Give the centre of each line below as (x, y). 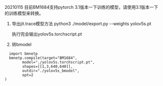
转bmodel (22, 44)
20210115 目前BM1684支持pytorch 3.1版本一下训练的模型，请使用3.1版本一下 (81, 7)
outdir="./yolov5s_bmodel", (51, 71)
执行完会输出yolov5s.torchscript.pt (47, 34)
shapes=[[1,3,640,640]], (48, 66)
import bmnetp (23, 54)
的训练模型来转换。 (24, 13)
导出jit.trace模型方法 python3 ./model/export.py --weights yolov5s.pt (81, 24)
